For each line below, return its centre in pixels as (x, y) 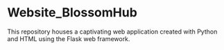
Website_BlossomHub (72, 13)
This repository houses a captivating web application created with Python (112, 32)
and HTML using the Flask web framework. (69, 38)
